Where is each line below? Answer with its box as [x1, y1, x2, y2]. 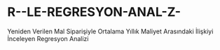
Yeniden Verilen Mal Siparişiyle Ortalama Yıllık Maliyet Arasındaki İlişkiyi [7, 27, 214, 35]
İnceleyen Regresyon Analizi [7, 34, 89, 42]
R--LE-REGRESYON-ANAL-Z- [7, 4, 181, 20]
